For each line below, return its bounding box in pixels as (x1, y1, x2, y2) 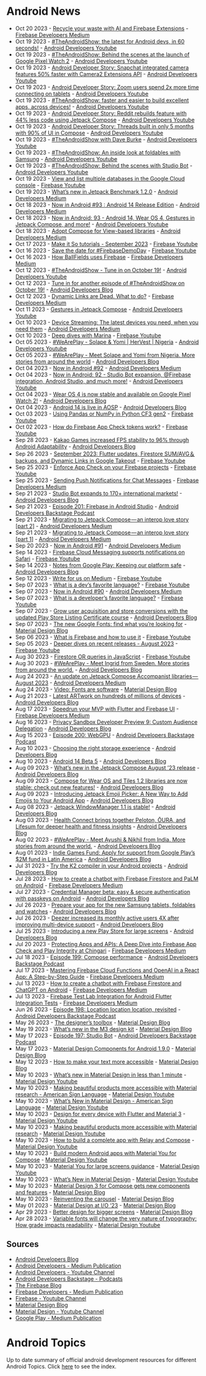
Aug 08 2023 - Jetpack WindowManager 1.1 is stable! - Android (15, 803, 176, 810)
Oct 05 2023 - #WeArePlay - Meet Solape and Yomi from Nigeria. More (15, 351, 195, 358)
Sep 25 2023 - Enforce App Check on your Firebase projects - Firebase (15, 463, 196, 471)
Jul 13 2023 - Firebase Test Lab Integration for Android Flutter (15, 992, 172, 1000)
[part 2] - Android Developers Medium (15, 522, 112, 529)
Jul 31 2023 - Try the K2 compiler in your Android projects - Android (15, 862, 188, 869)
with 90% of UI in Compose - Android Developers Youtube (15, 129, 164, 136)
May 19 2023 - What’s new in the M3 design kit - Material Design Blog (15, 1025, 192, 1032)
